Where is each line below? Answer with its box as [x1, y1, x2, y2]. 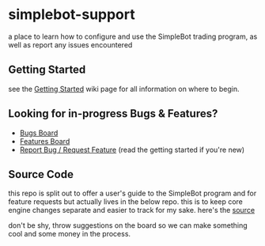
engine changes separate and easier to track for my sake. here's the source [8, 206, 256, 215]
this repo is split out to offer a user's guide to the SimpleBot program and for [8, 188, 257, 199]
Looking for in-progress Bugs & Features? [8, 107, 218, 120]
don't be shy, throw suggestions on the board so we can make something [8, 221, 248, 230]
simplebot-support [8, 6, 136, 24]
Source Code [8, 168, 74, 181]
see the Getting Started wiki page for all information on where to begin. [8, 84, 240, 93]
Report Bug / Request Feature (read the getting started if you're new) [19, 145, 245, 154]
